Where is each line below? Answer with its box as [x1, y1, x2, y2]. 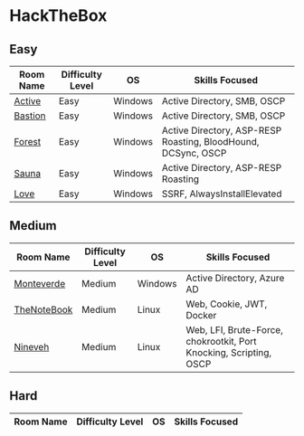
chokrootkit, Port [185, 335, 257, 347]
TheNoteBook [14, 303, 73, 316]
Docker [185, 308, 217, 321]
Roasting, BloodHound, [161, 136, 260, 147]
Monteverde [14, 277, 66, 289]
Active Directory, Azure [185, 271, 285, 284]
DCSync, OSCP [161, 147, 227, 159]
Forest [14, 136, 42, 147]
